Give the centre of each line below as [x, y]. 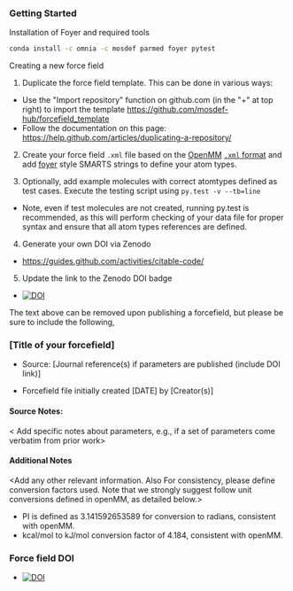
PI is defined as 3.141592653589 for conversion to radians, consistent [149, 516]
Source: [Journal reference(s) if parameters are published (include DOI [151, 364]
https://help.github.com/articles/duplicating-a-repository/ [127, 138]
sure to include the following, [62, 323]
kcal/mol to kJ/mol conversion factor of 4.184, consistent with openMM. [152, 535]
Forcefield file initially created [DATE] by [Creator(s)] [118, 391]
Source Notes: [36, 411]
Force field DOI [42, 558]
